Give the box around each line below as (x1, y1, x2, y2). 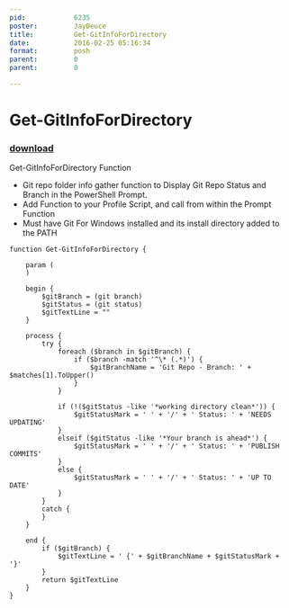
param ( (25, 261, 54, 270)
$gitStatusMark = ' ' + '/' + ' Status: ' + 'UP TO (73, 473, 272, 482)
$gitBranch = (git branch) (41, 292, 143, 301)
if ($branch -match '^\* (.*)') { (73, 355, 203, 364)
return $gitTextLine (41, 576, 119, 585)
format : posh (9, 47, 91, 56)
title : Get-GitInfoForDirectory (9, 30, 167, 39)
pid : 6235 (9, 13, 91, 22)
